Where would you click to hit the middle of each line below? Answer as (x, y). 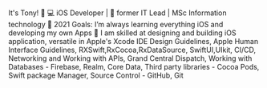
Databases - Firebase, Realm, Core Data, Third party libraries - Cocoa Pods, (134, 67)
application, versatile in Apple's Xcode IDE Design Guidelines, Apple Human (133, 41)
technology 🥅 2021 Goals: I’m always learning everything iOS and (116, 24)
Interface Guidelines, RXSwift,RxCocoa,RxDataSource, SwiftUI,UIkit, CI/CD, (132, 50)
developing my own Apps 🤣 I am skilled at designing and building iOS (122, 33)
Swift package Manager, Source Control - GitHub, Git (96, 75)
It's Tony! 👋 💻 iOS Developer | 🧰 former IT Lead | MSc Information (117, 13)
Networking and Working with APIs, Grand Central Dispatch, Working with (130, 58)
